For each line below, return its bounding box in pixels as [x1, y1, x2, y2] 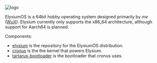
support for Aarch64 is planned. [5, 24, 69, 30]
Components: [5, 34, 33, 39]
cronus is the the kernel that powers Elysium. [12, 48, 103, 53]
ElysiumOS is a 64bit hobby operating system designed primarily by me [5, 14, 148, 19]
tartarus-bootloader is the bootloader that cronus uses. [12, 53, 123, 59]
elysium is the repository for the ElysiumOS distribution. [12, 43, 124, 48]
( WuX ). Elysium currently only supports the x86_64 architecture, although [5, 19, 153, 25]
